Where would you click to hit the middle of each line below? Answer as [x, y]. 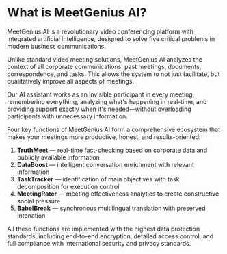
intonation [31, 215]
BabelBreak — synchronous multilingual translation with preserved [111, 208]
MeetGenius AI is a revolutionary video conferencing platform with [100, 31]
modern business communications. [56, 46]
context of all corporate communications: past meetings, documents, [104, 66]
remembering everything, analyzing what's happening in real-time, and [107, 101]
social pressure [39, 201]
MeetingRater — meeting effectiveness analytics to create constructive [118, 194]
